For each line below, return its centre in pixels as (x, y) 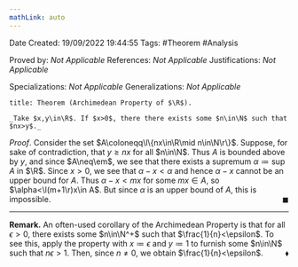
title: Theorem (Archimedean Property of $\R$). (101, 103)
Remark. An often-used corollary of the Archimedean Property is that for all (147, 224)
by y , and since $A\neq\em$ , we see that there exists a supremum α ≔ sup (147, 161)
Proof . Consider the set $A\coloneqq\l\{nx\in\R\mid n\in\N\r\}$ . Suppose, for (149, 142)
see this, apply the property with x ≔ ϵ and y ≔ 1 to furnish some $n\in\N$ (146, 243)
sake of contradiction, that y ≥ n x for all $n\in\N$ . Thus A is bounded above (147, 152)
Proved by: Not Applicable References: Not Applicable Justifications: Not (143, 59)
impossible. (30, 199)
